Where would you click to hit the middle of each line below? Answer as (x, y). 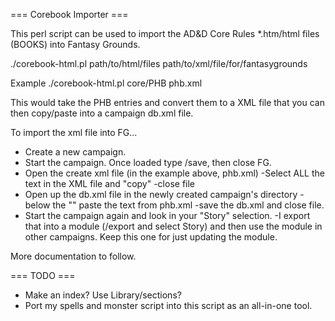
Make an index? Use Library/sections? (103, 295)
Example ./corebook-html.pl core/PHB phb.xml (106, 83)
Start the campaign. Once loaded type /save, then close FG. (148, 162)
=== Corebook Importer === (69, 14)
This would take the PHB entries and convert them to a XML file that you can (167, 102)
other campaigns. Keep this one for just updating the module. (151, 237)
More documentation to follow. (73, 256)
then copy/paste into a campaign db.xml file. (102, 113)
